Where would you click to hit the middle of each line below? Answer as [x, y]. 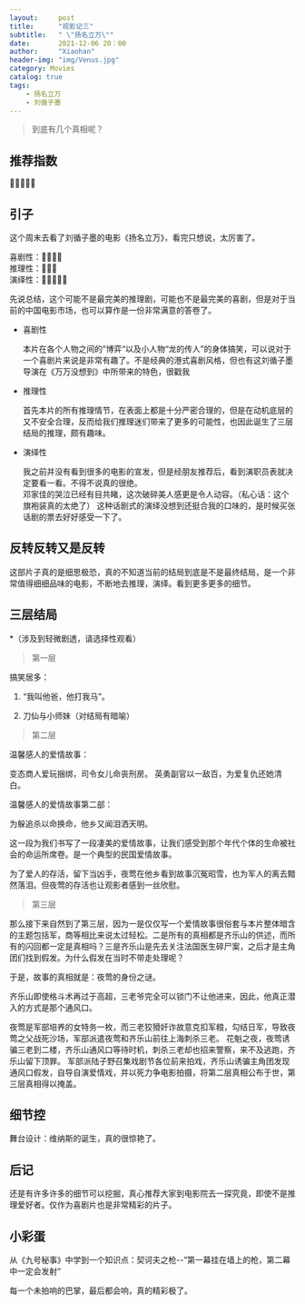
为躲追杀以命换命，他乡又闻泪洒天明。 [81, 823]
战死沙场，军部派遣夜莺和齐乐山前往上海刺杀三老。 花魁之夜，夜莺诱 [162, 1038]
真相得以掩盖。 [53, 1083]
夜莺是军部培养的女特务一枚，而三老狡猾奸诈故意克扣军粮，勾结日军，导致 [148, 1027]
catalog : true [36, 77]
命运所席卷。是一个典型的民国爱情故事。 [101, 854]
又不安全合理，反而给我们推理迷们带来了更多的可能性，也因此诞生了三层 [157, 422]
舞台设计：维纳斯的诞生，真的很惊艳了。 [85, 1139]
